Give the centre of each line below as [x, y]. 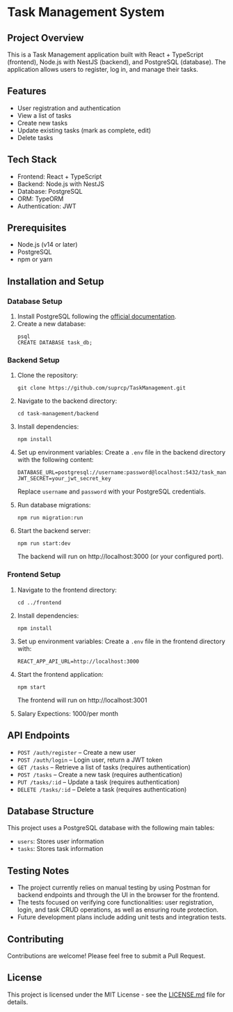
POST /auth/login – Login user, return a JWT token [90, 760]
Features [27, 91]
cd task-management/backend [58, 414]
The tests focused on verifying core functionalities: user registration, [115, 903]
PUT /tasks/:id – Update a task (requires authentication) [98, 782]
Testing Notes [38, 871]
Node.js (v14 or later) [47, 245]
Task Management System [86, 12]
